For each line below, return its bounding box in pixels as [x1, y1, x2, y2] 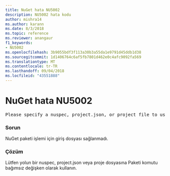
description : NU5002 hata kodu [5, 12, 71, 17]
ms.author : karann [5, 21, 44, 27]
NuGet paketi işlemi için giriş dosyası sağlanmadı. [5, 136, 109, 142]
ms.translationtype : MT [5, 59, 56, 64]
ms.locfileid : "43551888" [5, 73, 60, 78]
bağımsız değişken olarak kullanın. [5, 165, 77, 171]
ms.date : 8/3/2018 [5, 26, 44, 31]
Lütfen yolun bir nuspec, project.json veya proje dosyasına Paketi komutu [5, 160, 158, 166]
